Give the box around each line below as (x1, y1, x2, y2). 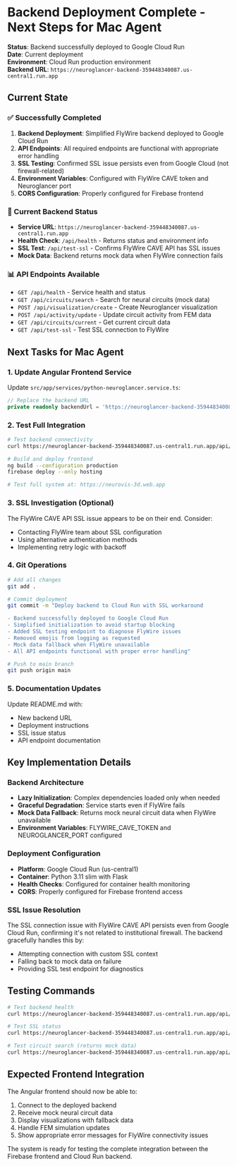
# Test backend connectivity (7, 435, 93, 443)
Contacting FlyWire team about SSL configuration (17, 527, 162, 536)
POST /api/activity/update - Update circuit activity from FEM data (17, 311, 212, 319)
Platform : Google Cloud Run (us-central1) (17, 865, 139, 873)
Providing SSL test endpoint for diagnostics (17, 964, 144, 973)
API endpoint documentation (17, 735, 101, 745)
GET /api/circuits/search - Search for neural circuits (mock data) (17, 296, 210, 304)
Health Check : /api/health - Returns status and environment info (17, 236, 209, 244)
